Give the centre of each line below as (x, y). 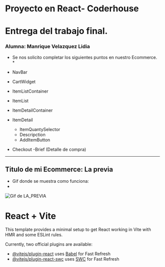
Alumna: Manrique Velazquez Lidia (48, 46)
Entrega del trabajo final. (56, 31)
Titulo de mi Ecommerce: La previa (59, 170)
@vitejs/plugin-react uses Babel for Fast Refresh (61, 254)
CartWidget (24, 81)
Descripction (32, 134)
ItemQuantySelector (40, 129)
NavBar (20, 72)
